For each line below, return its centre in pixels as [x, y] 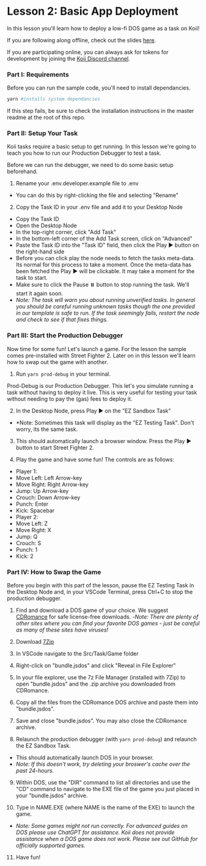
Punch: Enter [32, 504]
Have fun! [28, 857]
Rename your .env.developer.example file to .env [77, 184]
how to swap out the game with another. [58, 362]
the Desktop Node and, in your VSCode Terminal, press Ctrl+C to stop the [100, 592]
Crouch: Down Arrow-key [48, 497]
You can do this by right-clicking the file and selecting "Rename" [97, 195]
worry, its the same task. [47, 429]
